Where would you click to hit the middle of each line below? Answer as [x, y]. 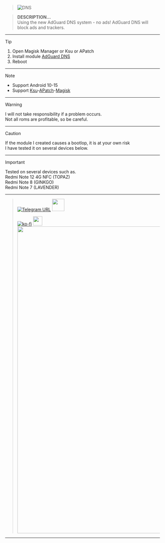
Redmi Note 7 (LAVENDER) [32, 187]
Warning [14, 105]
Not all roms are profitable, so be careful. [47, 119]
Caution [13, 133]
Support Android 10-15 [35, 85]
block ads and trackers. [41, 27]
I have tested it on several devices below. [47, 148]
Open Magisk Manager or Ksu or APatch [53, 51]
